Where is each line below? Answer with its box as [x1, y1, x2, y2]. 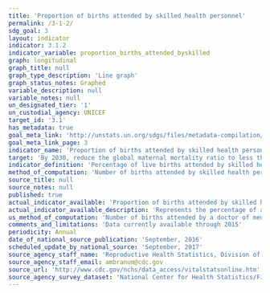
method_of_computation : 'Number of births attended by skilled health [8, 169, 250, 177]
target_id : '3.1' [8, 116, 67, 124]
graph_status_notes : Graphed [8, 79, 106, 87]
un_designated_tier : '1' [8, 101, 92, 109]
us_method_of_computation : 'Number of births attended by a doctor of [8, 214, 250, 222]
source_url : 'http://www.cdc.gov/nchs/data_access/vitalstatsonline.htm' [8, 266, 261, 274]
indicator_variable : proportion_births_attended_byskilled [8, 49, 211, 57]
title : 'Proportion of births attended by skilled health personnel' [8, 11, 247, 20]
